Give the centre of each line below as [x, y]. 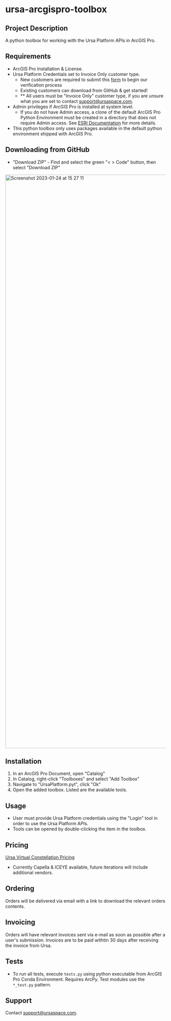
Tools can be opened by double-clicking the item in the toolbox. [79, 829]
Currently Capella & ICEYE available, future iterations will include [80, 867]
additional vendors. [33, 873]
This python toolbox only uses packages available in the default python [87, 128]
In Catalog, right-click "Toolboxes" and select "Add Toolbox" [76, 779]
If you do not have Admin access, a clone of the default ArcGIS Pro [90, 112]
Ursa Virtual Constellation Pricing [40, 857]
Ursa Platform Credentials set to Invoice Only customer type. [76, 74]
